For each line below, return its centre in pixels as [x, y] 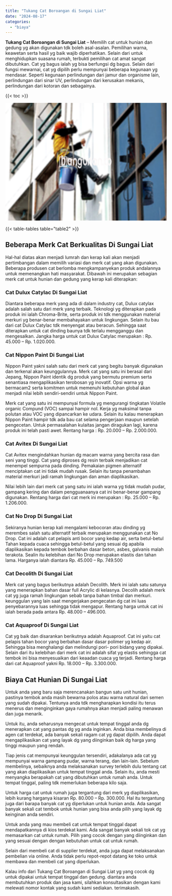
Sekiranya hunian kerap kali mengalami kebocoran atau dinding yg [75, 527]
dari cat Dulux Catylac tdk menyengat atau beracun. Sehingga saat [76, 325]
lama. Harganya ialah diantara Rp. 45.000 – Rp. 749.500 [64, 560]
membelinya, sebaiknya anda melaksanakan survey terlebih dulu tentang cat [86, 766]
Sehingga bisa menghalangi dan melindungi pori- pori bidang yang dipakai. [84, 647]
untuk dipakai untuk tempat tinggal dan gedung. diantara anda [71, 877]
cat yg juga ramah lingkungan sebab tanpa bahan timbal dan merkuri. [79, 595]
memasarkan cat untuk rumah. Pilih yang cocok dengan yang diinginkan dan [86, 835]
